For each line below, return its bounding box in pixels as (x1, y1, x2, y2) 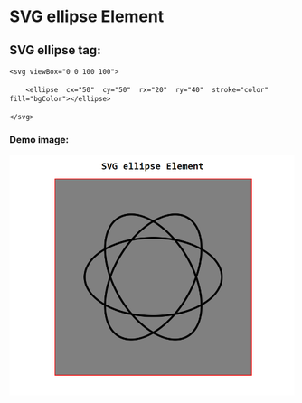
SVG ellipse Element (9, 6, 165, 27)
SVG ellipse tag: (9, 42, 101, 58)
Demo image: (9, 133, 70, 145)
